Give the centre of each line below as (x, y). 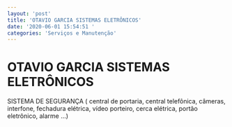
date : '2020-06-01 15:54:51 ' (51, 26)
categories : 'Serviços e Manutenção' (62, 33)
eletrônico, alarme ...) (38, 116)
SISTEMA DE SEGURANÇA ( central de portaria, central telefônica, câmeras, (117, 101)
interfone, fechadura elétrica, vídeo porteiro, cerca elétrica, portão (103, 109)
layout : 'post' (29, 14)
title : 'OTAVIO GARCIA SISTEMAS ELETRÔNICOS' (74, 20)
